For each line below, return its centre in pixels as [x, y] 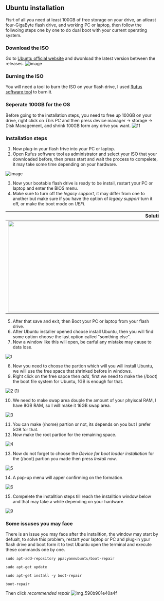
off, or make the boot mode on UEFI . [49, 204]
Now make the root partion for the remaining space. [64, 435]
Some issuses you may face [39, 524]
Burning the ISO [25, 76]
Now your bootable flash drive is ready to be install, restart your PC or [82, 183]
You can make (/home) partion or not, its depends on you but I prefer [82, 424]
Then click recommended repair [38, 593]
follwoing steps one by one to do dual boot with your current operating [76, 30]
